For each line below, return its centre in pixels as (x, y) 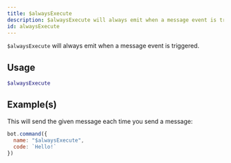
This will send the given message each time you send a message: (100, 121)
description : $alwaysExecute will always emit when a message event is (112, 20)
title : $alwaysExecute (40, 13)
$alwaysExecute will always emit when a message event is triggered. (103, 46)
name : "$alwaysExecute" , (49, 140)
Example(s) (32, 105)
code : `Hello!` (35, 146)
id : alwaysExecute (33, 26)
